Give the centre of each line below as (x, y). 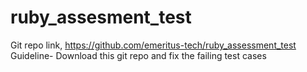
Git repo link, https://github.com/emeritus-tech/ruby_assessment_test (153, 45)
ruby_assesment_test (101, 17)
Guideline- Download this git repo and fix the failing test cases (138, 55)
